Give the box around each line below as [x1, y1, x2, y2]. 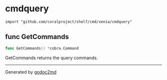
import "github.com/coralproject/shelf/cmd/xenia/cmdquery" [5, 19, 133, 24]
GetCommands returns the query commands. [5, 55, 98, 61]
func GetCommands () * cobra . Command [5, 45, 79, 51]
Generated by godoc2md [5, 69, 57, 75]
